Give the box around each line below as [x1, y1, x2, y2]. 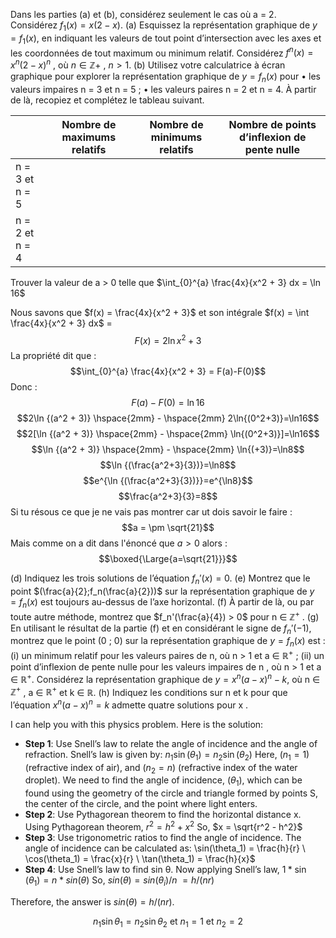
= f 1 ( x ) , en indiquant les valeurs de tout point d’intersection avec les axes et [10, 32, 322, 46]
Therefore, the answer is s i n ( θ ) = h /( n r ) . [10, 895, 175, 908]
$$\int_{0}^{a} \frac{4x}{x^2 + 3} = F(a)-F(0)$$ [69, 365, 267, 378]
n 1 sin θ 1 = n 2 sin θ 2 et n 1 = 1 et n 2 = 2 [92, 915, 244, 929]
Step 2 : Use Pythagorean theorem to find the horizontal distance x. [24, 809, 302, 821]
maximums [61, 130, 117, 144]
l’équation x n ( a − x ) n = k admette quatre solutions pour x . [10, 697, 248, 711]
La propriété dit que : [10, 350, 97, 362]
